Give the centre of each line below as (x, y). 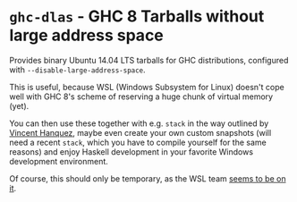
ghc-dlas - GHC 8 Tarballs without (137, 17)
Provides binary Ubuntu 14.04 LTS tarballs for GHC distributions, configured (149, 60)
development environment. (59, 161)
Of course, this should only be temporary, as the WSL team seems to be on (148, 178)
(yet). (19, 105)
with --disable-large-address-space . (77, 70)
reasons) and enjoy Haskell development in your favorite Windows (131, 151)
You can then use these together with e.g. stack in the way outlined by (139, 123)
